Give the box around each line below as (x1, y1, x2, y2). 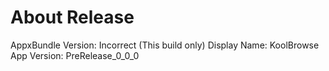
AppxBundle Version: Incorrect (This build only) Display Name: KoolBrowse (10, 39, 320, 51)
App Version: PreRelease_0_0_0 (10, 49, 140, 61)
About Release (10, 6, 135, 29)
